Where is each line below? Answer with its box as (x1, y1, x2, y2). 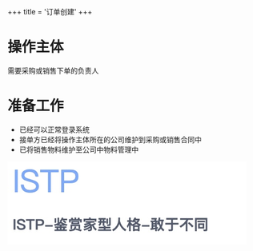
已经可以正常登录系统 (18, 125, 90, 134)
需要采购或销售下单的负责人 (7, 66, 99, 75)
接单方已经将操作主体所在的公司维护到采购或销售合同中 (18, 134, 202, 144)
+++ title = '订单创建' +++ (7, 7, 93, 16)
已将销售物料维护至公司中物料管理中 (18, 145, 139, 154)
